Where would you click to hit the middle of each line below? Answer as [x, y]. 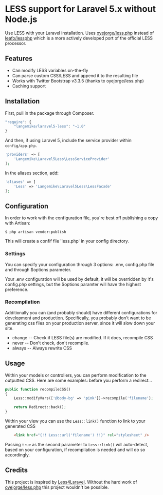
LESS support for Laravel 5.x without [81, 9]
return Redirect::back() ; [40, 407]
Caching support [29, 86]
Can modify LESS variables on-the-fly [50, 70]
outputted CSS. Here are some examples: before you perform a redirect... [79, 380]
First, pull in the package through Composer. [50, 113]
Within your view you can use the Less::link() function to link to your [75, 421]
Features [19, 59]
